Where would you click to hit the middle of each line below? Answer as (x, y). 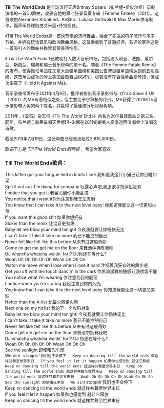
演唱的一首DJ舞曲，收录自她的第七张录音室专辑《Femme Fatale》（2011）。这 (82, 13)
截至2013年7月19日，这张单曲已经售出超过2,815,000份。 (62, 139)
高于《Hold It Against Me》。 (42, 83)
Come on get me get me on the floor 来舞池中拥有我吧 (59, 248)
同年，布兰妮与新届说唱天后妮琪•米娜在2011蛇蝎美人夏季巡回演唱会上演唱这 (81, 122)
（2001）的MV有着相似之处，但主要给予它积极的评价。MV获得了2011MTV (79, 100)
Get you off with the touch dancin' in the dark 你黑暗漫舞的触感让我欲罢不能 (81, 272)
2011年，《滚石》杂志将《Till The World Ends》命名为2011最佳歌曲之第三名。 (82, 116)
